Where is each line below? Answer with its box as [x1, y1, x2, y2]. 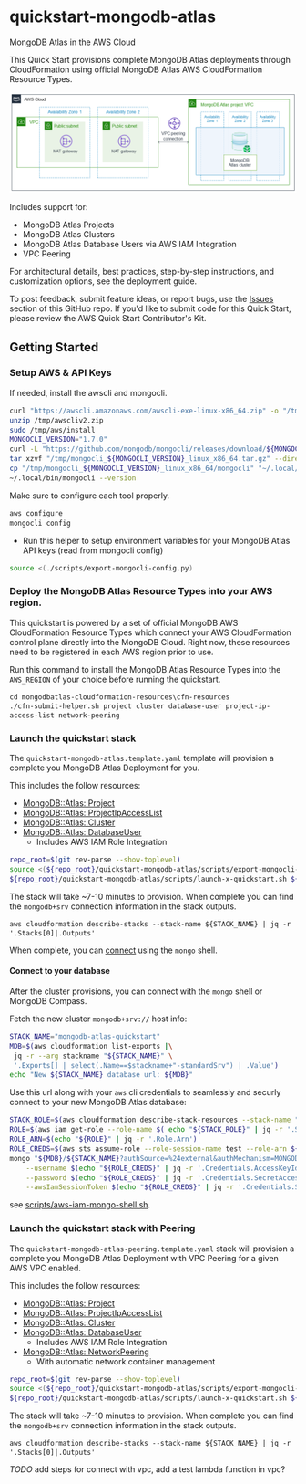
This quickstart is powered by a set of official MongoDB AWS [9, 617, 239, 628]
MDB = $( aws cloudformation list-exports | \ [9, 1041, 173, 1050]
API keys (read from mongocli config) [22, 545, 164, 556]
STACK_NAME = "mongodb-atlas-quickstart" [9, 1031, 161, 1041]
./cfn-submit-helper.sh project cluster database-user [9, 701, 222, 711]
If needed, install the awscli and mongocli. [9, 387, 168, 398]
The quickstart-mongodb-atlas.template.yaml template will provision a [9, 753, 275, 764]
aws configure [9, 508, 64, 517]
